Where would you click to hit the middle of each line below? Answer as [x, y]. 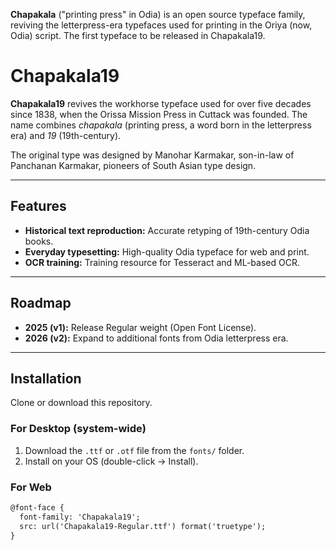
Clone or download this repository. [81, 403]
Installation [46, 378]
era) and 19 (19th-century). [66, 135]
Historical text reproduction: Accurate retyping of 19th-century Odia [167, 230]
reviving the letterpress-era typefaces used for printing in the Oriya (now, [161, 25]
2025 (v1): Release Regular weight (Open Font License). [140, 327]
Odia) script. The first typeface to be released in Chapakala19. [138, 35]
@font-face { [37, 507]
